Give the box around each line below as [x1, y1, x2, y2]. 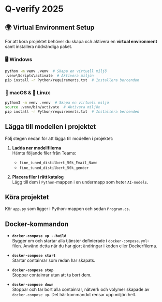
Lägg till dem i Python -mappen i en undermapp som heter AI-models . [12, 179, 148, 185]
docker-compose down [12, 282, 54, 287]
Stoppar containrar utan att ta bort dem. [12, 272, 92, 278]
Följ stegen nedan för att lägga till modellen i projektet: [5, 136, 114, 141]
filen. [12, 243, 23, 249]
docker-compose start [12, 253, 56, 258]
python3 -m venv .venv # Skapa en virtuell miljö [5, 100, 109, 105]
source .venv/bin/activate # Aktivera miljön [5, 105, 101, 110]
